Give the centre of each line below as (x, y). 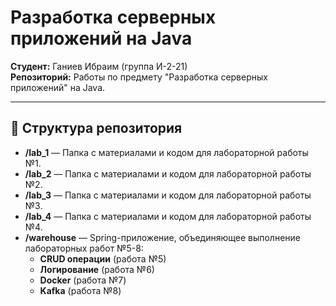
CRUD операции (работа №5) (103, 258)
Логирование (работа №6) (97, 269)
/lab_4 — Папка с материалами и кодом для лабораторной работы (168, 216)
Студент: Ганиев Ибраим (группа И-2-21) (99, 66)
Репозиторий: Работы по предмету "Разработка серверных (139, 77)
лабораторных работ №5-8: (84, 248)
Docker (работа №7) (83, 280)
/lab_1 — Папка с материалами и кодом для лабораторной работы (166, 152)
